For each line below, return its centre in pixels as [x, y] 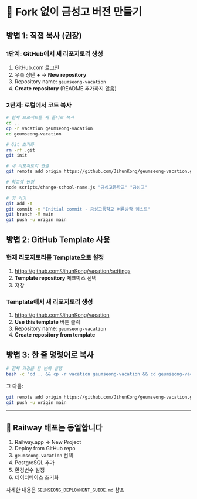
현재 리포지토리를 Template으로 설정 [55, 257]
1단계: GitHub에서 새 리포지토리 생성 [55, 53]
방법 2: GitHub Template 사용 [58, 240]
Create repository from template [55, 335]
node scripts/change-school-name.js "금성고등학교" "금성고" [77, 187]
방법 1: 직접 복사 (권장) [44, 35]
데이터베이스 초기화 [37, 477]
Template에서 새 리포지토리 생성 [50, 301]
